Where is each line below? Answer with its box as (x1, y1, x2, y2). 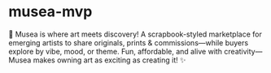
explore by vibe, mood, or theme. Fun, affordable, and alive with (8, 46, 222, 56)
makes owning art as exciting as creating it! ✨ (33, 55, 186, 65)
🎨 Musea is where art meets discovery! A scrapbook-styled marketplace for (8, 29, 262, 39)
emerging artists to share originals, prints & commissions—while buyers (8, 37, 249, 47)
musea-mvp (8, 2, 93, 21)
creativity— (223, 46, 263, 56)
